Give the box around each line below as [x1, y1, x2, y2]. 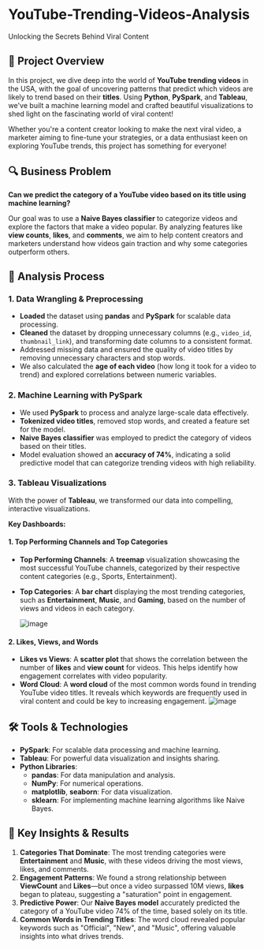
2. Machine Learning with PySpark [8, 390, 143, 401]
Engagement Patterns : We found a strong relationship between [19, 872, 227, 882]
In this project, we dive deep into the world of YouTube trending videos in [8, 75, 249, 84]
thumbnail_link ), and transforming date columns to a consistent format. [19, 337, 253, 346]
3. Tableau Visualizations [8, 477, 107, 488]
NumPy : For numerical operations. [31, 779, 143, 788]
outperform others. [8, 247, 70, 256]
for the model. [19, 424, 65, 434]
